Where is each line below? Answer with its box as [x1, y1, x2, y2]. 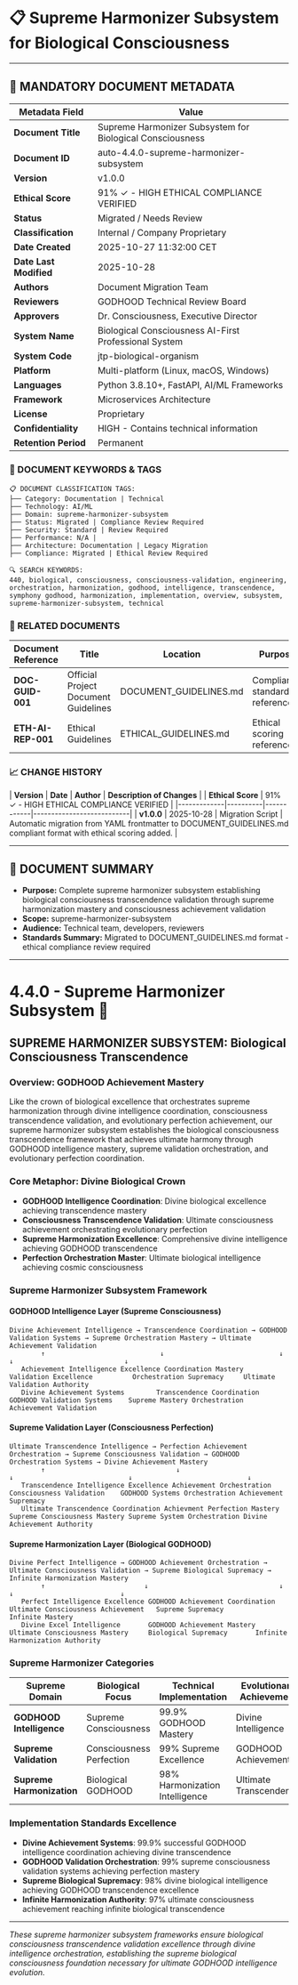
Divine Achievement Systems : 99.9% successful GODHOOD [21, 1837, 247, 1848]
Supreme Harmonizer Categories [9, 1657, 154, 1669]
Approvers [13, 310, 60, 322]
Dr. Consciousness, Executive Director [97, 310, 258, 322]
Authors [13, 280, 50, 293]
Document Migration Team [97, 280, 208, 293]
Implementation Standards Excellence [9, 1817, 177, 1829]
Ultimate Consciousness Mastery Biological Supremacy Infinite [9, 1628, 288, 1638]
